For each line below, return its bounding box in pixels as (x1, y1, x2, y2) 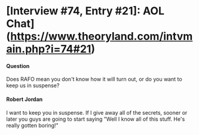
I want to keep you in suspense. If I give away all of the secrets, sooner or (6, 109, 188, 116)
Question (6, 62, 30, 69)
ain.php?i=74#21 (6, 42, 91, 56)
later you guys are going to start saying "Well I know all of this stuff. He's (6, 115, 185, 122)
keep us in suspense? (6, 82, 60, 89)
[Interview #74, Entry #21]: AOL (6, 4, 164, 18)
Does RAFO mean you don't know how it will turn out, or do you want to (6, 76, 182, 83)
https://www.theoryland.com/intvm (10, 30, 193, 43)
